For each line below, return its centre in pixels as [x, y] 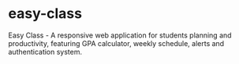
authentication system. [45, 52]
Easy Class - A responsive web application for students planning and [120, 35]
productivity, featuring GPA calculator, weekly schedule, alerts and [116, 43]
